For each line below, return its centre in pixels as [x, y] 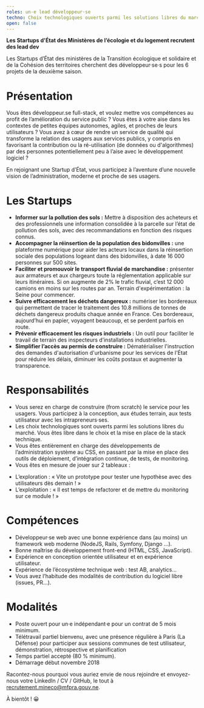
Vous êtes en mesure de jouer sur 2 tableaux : [73, 465]
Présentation [39, 96]
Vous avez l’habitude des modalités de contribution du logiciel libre [99, 576]
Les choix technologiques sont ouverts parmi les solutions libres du [99, 426]
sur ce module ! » [37, 496]
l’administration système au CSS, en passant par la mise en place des [102, 452]
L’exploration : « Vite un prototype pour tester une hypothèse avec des [103, 477]
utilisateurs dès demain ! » [48, 484]
